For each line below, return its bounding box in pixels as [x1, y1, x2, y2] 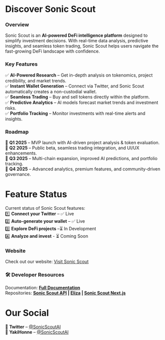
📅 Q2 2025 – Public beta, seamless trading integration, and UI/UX [5, 145, 140, 151]
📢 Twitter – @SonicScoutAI [5, 324, 61, 330]
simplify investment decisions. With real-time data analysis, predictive [5, 38, 148, 44]
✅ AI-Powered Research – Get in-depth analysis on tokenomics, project [5, 72, 153, 78]
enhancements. [5, 150, 37, 156]
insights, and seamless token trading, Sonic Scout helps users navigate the [5, 43, 159, 49]
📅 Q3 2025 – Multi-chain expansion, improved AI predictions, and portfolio [5, 156, 158, 162]
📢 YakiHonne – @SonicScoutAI [5, 329, 69, 335]
